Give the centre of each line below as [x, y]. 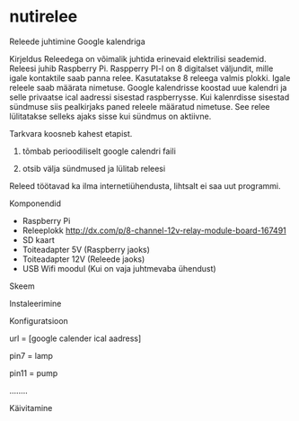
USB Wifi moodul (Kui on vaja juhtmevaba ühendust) [119, 268]
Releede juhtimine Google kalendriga [77, 41]
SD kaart [39, 239]
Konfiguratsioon [39, 320]
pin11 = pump [34, 373]
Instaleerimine [35, 303]
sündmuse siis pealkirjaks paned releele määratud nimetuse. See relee [140, 106]
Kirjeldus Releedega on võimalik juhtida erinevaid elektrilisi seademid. [138, 58]
